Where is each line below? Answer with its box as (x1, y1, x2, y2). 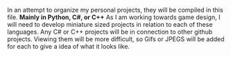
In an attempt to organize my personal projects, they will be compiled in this (7, 6, 223, 14)
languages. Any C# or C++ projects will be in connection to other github (7, 27, 213, 36)
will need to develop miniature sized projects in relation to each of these (7, 21, 213, 28)
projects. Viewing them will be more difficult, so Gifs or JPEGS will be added (7, 35, 225, 43)
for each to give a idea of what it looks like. (7, 43, 130, 50)
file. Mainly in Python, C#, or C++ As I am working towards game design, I (7, 13, 221, 21)
